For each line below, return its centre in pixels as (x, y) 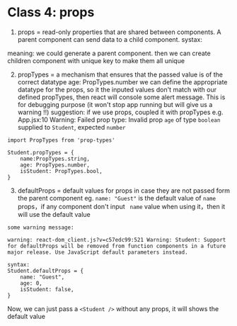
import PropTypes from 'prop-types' (61, 140)
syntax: (19, 264)
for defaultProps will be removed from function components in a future (117, 246)
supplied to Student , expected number (71, 127)
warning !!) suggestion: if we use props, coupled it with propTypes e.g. (120, 112)
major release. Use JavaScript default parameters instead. (98, 252)
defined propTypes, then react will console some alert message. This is (121, 97)
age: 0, (31, 283)
